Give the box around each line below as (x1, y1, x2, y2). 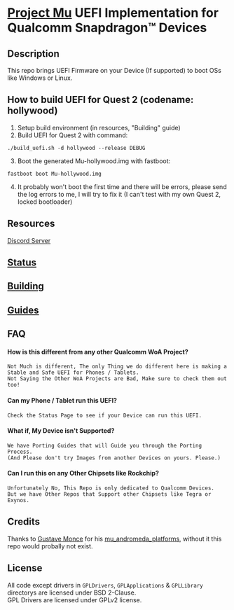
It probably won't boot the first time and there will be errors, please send (17, 182, 227, 190)
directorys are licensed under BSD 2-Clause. (7, 588, 137, 597)
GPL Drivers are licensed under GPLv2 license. (7, 595, 142, 604)
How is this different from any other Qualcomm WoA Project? (7, 347, 188, 356)
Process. (7, 448, 33, 455)
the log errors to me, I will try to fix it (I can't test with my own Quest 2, (17, 190, 221, 198)
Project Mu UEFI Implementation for (7, 5, 219, 21)
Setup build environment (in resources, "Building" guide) (17, 123, 181, 132)
